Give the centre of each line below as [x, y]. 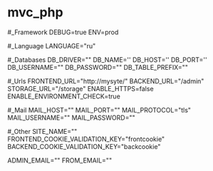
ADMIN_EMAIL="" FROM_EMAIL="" [60, 160]
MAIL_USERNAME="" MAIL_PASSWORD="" [71, 118]
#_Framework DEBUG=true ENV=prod [63, 32]
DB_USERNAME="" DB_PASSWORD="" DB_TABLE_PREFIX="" [98, 67]
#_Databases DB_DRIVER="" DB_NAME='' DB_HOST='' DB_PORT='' [108, 59]
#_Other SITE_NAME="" [42, 131]
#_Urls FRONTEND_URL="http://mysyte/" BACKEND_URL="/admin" [106, 81]
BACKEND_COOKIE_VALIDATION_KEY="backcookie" [84, 146]
